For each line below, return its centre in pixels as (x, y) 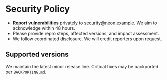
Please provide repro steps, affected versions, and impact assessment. (86, 33)
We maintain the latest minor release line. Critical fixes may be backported (82, 66)
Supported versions (37, 55)
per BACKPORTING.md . (26, 72)
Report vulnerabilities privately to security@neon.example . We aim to (85, 23)
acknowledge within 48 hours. (44, 28)
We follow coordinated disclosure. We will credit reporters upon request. (87, 39)
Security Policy (38, 9)
